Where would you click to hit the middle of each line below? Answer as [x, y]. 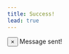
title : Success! [31, 14]
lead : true [23, 21]
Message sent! [41, 41]
